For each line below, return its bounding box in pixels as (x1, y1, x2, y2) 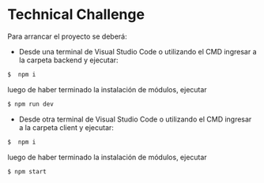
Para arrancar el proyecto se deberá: (7, 32, 127, 41)
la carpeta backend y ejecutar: (18, 55, 119, 65)
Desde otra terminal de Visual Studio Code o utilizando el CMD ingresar (18, 114, 252, 124)
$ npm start (7, 167, 47, 175)
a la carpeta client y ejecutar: (18, 122, 114, 132)
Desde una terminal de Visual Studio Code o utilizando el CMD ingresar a (18, 47, 257, 56)
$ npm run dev (7, 100, 55, 108)
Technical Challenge (7, 6, 145, 24)
